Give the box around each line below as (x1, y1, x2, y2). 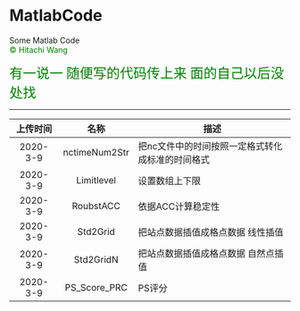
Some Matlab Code (9, 35, 80, 46)
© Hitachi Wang (9, 44, 69, 55)
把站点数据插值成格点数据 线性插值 (137, 225, 284, 238)
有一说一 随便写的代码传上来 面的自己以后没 (9, 65, 284, 81)
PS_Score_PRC (64, 281, 128, 293)
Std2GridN (73, 253, 119, 265)
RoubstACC (71, 199, 121, 212)
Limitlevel (76, 173, 116, 186)
